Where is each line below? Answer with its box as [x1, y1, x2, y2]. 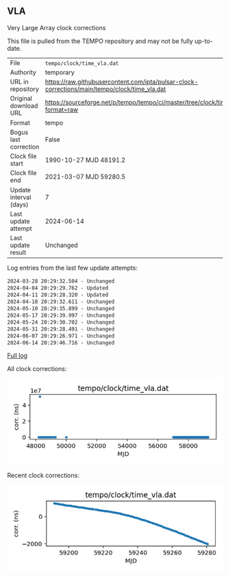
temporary [44, 68, 75, 76]
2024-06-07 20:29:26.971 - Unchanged [7, 332, 115, 339]
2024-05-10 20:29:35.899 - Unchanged [7, 305, 115, 312]
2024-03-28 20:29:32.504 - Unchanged [7, 277, 115, 285]
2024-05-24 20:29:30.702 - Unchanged [7, 318, 115, 326]
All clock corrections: [7, 364, 67, 372]
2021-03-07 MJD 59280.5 [44, 172, 125, 181]
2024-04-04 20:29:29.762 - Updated [7, 284, 109, 292]
